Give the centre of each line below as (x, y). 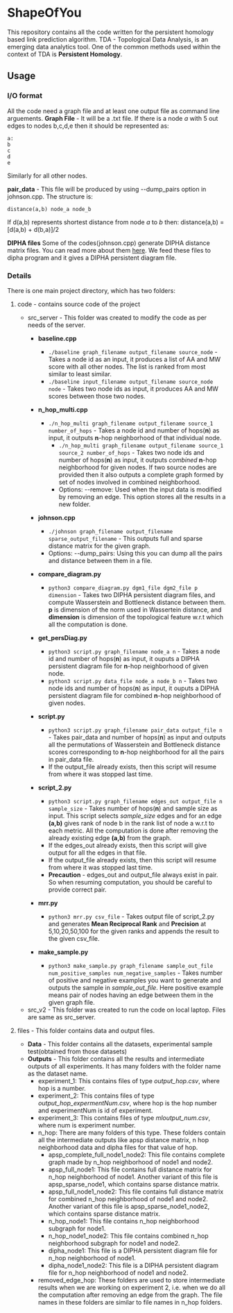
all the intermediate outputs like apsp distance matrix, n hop (123, 1139)
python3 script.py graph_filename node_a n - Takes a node (134, 651)
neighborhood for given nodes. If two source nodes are (138, 467)
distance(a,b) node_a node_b (49, 209)
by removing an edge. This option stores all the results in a (142, 496)
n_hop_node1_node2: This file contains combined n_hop (128, 1236)
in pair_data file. (71, 759)
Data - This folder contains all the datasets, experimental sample (120, 1044)
